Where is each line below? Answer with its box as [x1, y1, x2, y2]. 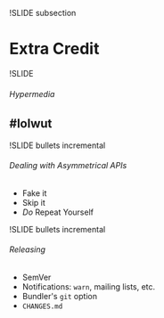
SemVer [21, 272, 52, 282]
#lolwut [9, 116, 53, 132]
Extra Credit [9, 39, 100, 59]
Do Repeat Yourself [21, 207, 94, 217]
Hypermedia [9, 88, 55, 99]
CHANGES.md [21, 302, 63, 311]
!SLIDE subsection [9, 8, 77, 18]
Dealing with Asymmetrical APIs [9, 160, 127, 171]
